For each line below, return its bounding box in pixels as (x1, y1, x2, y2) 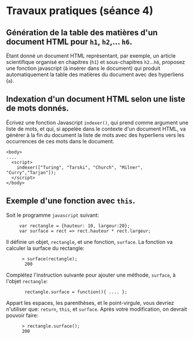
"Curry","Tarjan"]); (6, 169, 57, 176)
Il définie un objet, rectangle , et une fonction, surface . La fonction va (6, 238, 173, 245)
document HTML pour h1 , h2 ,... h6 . (6, 36, 133, 46)
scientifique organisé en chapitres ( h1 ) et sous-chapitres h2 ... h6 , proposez (6, 59, 185, 65)
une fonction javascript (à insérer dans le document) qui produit (6, 65, 160, 72)
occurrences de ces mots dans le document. (6, 137, 115, 145)
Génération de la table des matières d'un (6, 28, 158, 38)
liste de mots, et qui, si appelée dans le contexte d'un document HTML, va (6, 125, 186, 132)
